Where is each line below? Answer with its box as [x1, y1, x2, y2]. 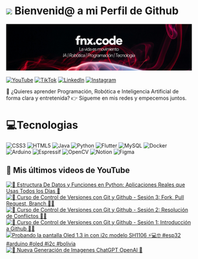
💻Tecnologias [6, 119, 78, 132]
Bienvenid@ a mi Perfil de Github [14, 4, 179, 18]
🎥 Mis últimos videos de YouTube [6, 165, 130, 175]
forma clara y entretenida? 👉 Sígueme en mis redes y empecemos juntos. [6, 94, 187, 101]
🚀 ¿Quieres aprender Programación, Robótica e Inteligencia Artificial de [6, 87, 179, 95]
